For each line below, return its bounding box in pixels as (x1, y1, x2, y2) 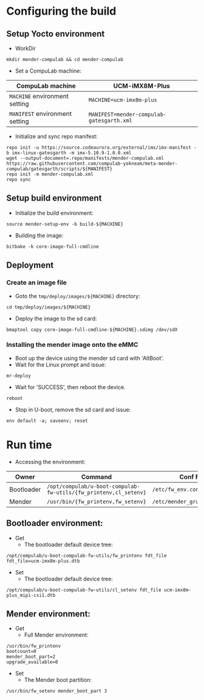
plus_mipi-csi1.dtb (6, 592, 56, 598)
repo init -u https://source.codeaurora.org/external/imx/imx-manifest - (6, 145, 197, 151)
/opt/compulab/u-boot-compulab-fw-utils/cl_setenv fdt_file (6, 587, 162, 593)
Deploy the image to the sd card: (15, 315, 97, 322)
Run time (6, 438, 52, 452)
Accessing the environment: (15, 458, 86, 465)
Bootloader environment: (6, 518, 103, 529)
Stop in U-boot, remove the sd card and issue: (15, 405, 131, 413)
